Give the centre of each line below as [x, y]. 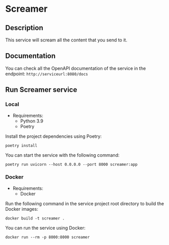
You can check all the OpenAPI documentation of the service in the [76, 68]
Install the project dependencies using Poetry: [53, 136]
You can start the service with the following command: [62, 155]
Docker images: [22, 209]
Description [24, 28]
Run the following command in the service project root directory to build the [85, 203]
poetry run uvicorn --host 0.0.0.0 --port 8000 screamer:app [72, 164]
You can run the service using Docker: [45, 228]
